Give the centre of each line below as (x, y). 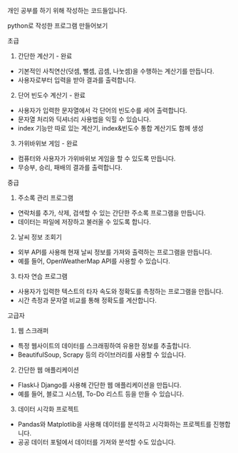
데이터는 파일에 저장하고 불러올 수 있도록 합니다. (84, 222)
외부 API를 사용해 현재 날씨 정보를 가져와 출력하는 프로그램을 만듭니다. (115, 252)
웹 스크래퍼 (33, 331)
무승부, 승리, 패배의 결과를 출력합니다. (70, 167)
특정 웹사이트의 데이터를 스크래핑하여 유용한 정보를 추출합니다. (104, 346)
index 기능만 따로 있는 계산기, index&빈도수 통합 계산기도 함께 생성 (110, 128)
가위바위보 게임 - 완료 (48, 143)
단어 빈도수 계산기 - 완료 (51, 95)
